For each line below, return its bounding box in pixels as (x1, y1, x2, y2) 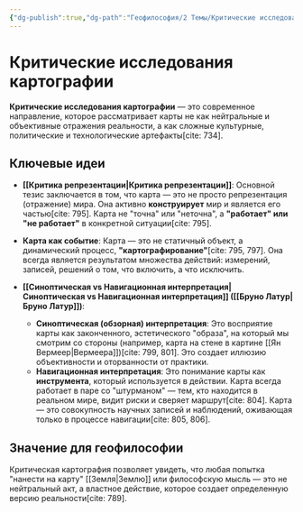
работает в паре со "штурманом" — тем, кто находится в (35, 385, 259, 397)
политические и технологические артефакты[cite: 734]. (9, 130, 224, 141)
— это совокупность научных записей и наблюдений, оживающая (35, 405, 293, 416)
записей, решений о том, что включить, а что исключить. (22, 264, 245, 275)
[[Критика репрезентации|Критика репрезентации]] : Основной (22, 179, 275, 190)
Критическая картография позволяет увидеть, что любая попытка (9, 464, 266, 475)
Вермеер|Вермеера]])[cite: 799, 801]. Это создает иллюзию (35, 347, 267, 358)
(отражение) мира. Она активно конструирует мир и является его (22, 199, 281, 210)
